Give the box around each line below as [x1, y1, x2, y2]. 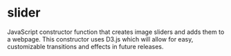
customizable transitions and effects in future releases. [7, 42, 164, 50]
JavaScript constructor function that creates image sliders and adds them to [7, 28, 225, 36]
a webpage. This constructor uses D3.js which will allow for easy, [7, 35, 194, 43]
